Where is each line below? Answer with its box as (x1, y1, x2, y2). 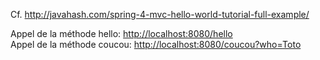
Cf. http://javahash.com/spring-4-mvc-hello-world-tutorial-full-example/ (10, 9, 310, 20)
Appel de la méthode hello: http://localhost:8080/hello (10, 28, 233, 39)
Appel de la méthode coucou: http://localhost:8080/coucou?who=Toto (10, 39, 302, 50)
